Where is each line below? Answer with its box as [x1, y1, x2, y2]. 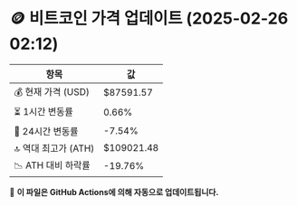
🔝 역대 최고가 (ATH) [14, 142, 95, 154]
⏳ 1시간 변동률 [14, 105, 74, 117]
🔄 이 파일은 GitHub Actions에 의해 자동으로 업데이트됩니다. [9, 186, 219, 197]
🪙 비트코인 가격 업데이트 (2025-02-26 [9, 8, 289, 29]
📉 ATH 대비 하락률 [14, 159, 91, 172]
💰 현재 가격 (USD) [14, 85, 91, 98]
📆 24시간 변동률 [14, 125, 79, 137]
